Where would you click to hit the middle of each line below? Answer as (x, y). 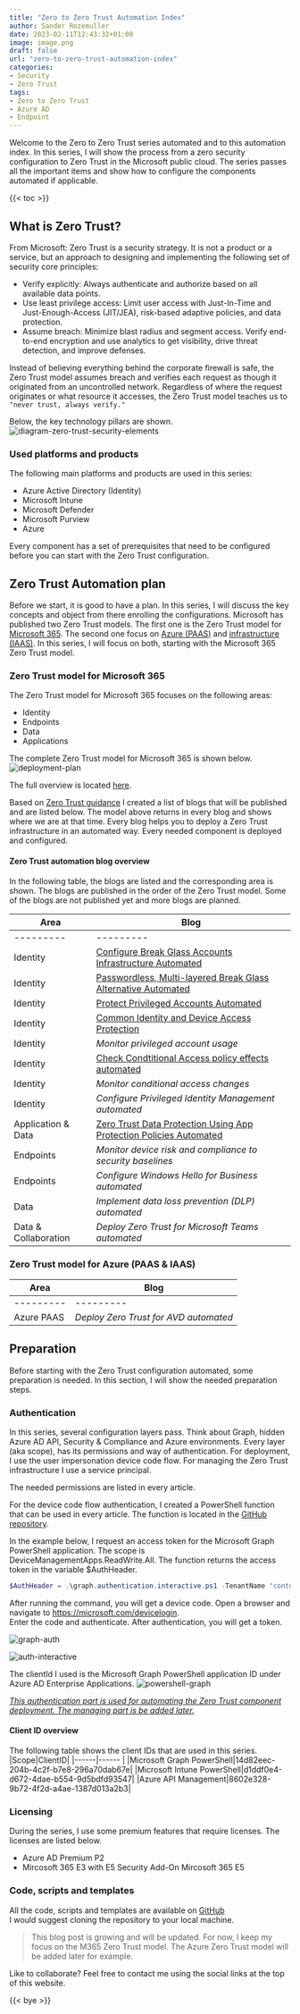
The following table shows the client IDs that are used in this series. (133, 1751)
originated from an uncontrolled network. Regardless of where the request (146, 386)
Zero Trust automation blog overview (79, 861)
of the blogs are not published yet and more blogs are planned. (125, 900)
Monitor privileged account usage (167, 1043)
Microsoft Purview (56, 519)
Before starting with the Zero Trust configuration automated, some (131, 1370)
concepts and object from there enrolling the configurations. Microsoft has (146, 615)
